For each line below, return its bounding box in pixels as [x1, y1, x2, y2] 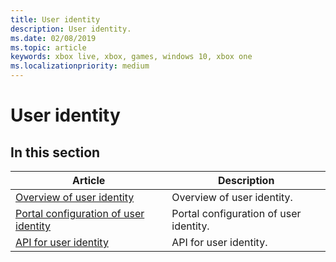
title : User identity [10, 14, 101, 25]
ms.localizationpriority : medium [10, 61, 150, 71]
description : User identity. [10, 24, 132, 34]
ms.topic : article [10, 42, 87, 53]
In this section [10, 144, 101, 161]
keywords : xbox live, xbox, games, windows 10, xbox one [10, 52, 253, 62]
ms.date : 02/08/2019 [10, 33, 97, 43]
